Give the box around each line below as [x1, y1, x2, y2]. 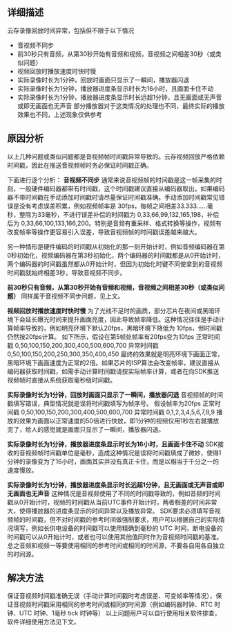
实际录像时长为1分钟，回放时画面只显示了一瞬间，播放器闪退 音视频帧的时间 [7, 390, 223, 398]
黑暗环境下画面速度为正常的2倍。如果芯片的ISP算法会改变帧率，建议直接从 [7, 358, 220, 367]
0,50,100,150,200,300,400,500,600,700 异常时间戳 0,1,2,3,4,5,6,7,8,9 [20, 407, 215, 416]
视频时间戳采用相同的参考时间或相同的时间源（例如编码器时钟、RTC [19, 600, 213, 608]
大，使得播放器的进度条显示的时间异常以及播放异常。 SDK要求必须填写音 [7, 507, 215, 515]
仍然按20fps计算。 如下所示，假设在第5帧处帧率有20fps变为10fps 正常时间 [7, 332, 220, 341]
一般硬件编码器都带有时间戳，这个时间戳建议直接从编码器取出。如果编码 [19, 184, 225, 193]
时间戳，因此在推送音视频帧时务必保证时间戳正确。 [7, 161, 153, 169]
